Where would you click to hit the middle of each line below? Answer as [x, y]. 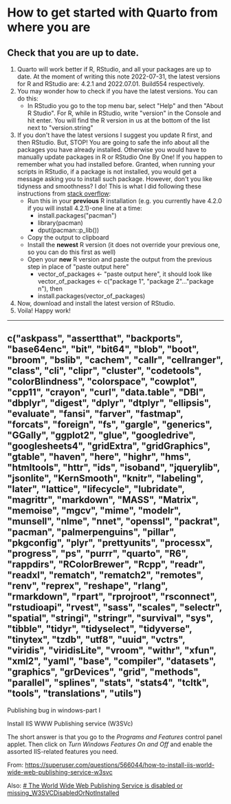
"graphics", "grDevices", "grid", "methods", [104, 672]
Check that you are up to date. [73, 53]
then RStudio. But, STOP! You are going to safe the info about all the [113, 142]
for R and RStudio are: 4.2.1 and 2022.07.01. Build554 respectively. [111, 84]
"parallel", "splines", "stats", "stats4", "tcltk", [108, 683]
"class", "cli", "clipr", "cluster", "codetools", [104, 371]
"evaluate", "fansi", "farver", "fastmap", [95, 414]
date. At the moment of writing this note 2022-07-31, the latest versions [119, 76]
